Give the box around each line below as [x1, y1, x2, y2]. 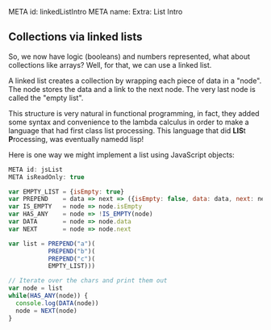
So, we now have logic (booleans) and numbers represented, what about [8, 52, 251, 61]
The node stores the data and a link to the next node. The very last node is [8, 84, 256, 94]
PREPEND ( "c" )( [48, 254, 95, 263]
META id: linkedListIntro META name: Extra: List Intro [8, 7, 183, 16]
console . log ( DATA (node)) [15, 299, 99, 307]
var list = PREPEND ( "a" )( [8, 240, 95, 248]
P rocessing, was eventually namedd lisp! [8, 134, 144, 144]
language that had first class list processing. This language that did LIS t [8, 125, 246, 136]
